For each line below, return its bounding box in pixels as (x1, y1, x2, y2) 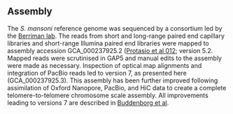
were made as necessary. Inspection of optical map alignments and (7, 61, 202, 69)
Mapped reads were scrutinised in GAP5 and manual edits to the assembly (7, 54, 223, 62)
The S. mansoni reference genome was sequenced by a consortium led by (7, 24, 223, 32)
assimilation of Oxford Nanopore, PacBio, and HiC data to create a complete (7, 83, 227, 92)
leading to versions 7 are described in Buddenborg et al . (7, 98, 169, 107)
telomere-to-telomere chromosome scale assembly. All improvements (7, 91, 209, 99)
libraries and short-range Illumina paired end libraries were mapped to (7, 38, 210, 48)
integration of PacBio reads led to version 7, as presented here (7, 69, 187, 77)
